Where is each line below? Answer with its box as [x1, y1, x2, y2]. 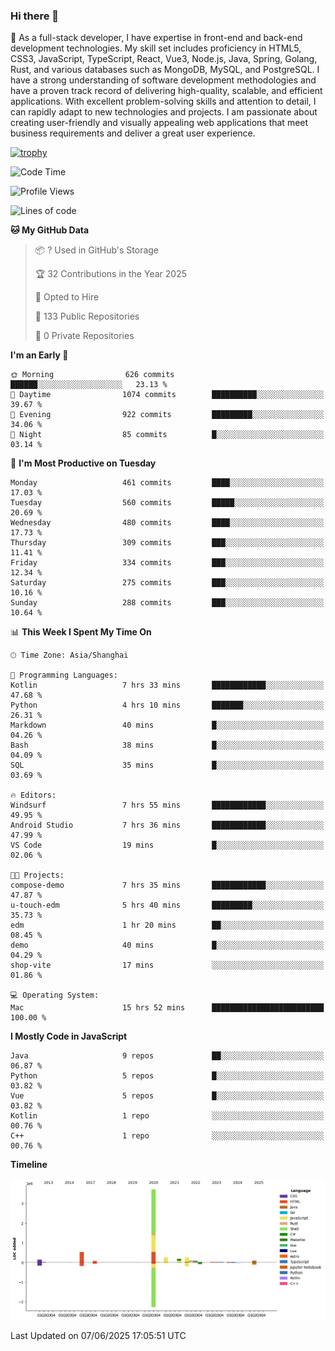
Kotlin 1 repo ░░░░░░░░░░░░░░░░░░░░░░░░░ [10, 1111, 325, 1121]
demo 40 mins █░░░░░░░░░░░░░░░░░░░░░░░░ [10, 940, 325, 951]
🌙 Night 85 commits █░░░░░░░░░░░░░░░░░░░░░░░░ [10, 430, 325, 440]
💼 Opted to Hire [34, 291, 100, 303]
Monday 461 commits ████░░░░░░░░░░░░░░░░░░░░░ [10, 478, 325, 488]
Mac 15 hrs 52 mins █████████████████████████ [10, 1003, 325, 1013]
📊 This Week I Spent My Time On [10, 626, 152, 638]
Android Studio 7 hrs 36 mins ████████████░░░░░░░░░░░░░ [10, 820, 325, 831]
